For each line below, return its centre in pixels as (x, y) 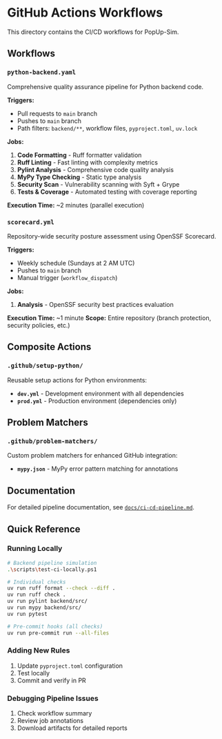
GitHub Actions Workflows (85, 13)
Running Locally (35, 549)
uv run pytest (28, 614)
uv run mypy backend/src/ (44, 608)
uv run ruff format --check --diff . (61, 588)
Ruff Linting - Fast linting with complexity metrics (88, 162)
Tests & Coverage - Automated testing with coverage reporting (107, 191)
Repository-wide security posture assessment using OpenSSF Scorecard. (112, 236)
